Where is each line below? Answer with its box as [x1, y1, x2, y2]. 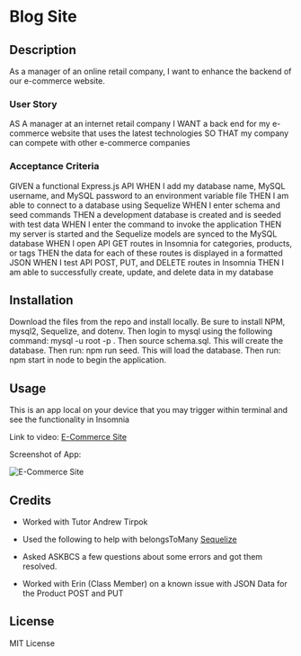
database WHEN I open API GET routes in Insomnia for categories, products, [9, 238, 293, 248]
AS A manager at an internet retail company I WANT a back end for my [9, 119, 271, 130]
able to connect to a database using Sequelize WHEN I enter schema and [9, 200, 280, 211]
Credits [9, 492, 52, 508]
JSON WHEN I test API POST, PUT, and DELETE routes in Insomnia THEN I [9, 256, 285, 267]
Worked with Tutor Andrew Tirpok [22, 517, 148, 527]
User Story [9, 97, 58, 110]
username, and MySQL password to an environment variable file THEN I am [9, 190, 289, 201]
